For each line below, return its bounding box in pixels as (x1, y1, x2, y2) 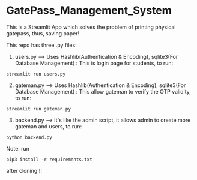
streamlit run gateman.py (6, 106, 71, 112)
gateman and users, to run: (14, 122, 82, 130)
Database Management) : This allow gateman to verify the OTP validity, (14, 88, 191, 95)
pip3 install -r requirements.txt (6, 157, 93, 163)
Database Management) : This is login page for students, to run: (14, 59, 174, 67)
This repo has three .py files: (6, 41, 77, 49)
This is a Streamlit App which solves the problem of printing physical (6, 23, 176, 31)
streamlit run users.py (6, 71, 66, 77)
